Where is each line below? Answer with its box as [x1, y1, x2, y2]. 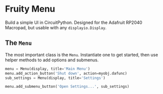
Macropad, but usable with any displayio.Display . [5, 24, 107, 30]
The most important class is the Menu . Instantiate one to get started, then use [5, 52, 158, 57]
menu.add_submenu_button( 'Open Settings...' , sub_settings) [5, 84, 130, 89]
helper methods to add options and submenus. [5, 57, 99, 63]
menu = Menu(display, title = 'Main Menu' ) [5, 66, 91, 71]
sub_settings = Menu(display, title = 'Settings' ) [5, 75, 106, 80]
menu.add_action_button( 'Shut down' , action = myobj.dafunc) [5, 71, 127, 76]
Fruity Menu [5, 3, 55, 15]
